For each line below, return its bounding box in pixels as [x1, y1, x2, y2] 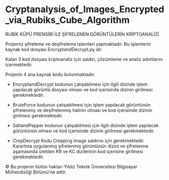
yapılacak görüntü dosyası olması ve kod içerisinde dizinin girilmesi [12, 86, 153, 92]
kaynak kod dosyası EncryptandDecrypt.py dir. [5, 46, 103, 52]
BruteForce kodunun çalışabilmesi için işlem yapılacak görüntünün [12, 101, 151, 107]
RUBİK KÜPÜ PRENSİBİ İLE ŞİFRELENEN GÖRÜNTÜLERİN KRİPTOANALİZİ [5, 31, 159, 37]
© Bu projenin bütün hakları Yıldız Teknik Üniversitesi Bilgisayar [5, 163, 138, 169]
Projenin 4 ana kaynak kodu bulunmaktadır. [5, 71, 95, 77]
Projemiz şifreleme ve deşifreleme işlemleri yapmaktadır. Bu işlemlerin [5, 41, 151, 47]
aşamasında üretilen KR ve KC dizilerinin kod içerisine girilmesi [12, 148, 143, 154]
